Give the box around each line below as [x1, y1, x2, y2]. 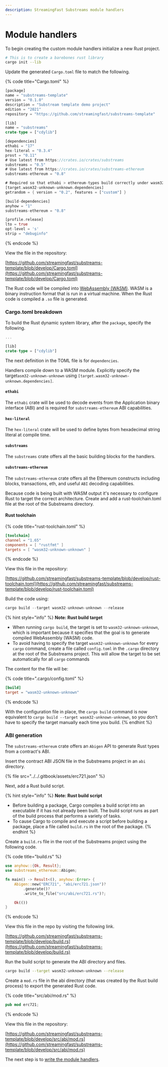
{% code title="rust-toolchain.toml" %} [5, 523, 85, 529]
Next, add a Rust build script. [5, 783, 65, 789]
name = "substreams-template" [5, 93, 68, 98]
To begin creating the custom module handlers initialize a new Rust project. [5, 46, 160, 52]
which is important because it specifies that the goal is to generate [12, 629, 150, 636]
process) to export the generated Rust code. [5, 983, 96, 989]
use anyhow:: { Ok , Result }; [5, 863, 61, 869]
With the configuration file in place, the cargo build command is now [5, 709, 147, 715]
